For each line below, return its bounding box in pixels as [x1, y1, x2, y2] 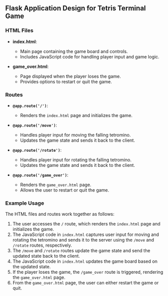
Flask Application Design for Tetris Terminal [5, 4, 146, 13]
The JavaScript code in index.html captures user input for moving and [12, 231, 159, 238]
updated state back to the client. [12, 253, 80, 259]
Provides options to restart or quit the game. [20, 78, 113, 85]
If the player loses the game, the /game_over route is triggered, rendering [12, 269, 163, 275]
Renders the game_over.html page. [20, 182, 92, 188]
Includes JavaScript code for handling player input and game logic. [20, 53, 160, 60]
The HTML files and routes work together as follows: [5, 211, 115, 217]
